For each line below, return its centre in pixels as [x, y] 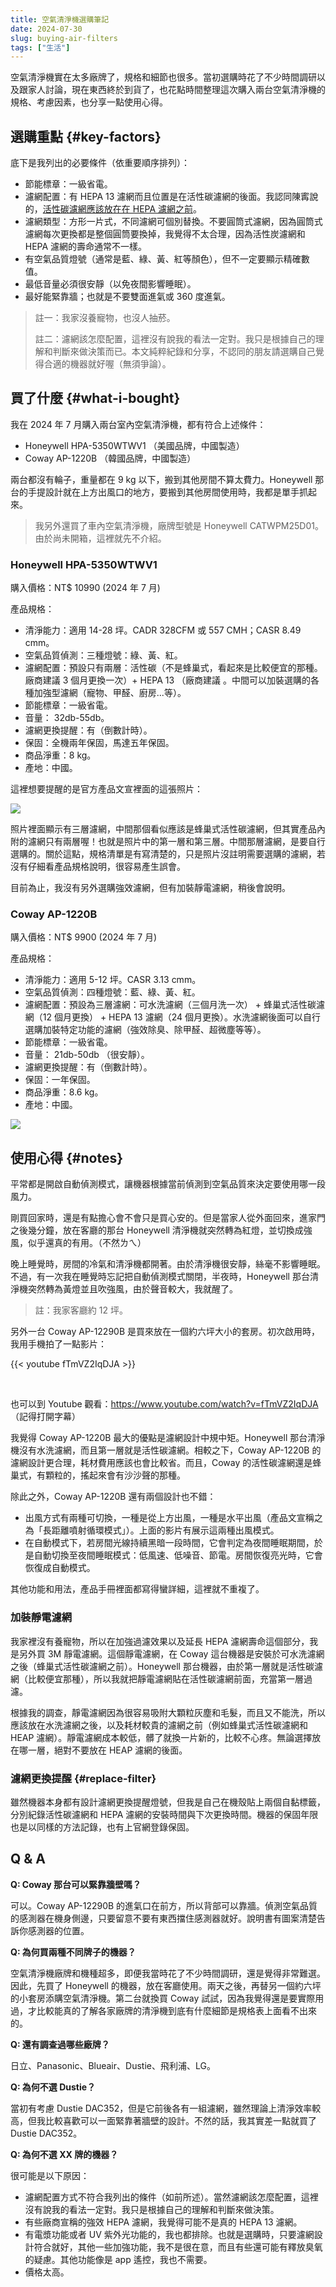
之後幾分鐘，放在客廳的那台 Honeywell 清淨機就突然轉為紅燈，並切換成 [157, 1230]
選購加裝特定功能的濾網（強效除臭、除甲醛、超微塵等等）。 [145, 1030]
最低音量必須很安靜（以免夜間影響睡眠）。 [110, 284]
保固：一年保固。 [60, 1080]
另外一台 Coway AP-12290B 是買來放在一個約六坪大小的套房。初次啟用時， [165, 1332]
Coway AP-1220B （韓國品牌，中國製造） [110, 458]
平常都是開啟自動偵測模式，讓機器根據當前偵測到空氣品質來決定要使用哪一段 [168, 1184]
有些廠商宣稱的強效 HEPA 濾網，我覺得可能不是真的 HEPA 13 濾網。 [163, 2222]
